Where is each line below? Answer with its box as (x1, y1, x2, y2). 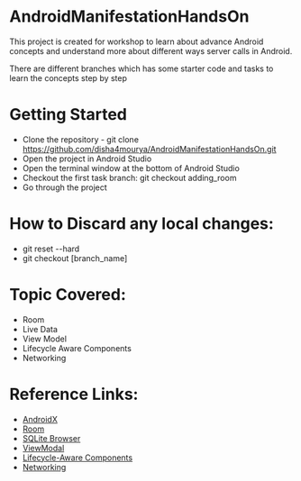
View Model (22, 333, 68, 344)
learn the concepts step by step (9, 72, 128, 83)
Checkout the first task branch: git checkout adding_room (22, 172, 237, 183)
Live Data (22, 323, 59, 334)
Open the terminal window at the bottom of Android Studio (22, 162, 241, 173)
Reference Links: (9, 384, 139, 404)
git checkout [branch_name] (22, 252, 128, 263)
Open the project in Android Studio (22, 153, 152, 164)
